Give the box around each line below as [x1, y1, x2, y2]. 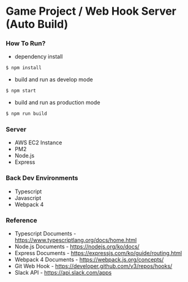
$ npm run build [6, 111, 47, 117]
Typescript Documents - [14, 230, 77, 237]
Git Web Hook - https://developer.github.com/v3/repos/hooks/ [14, 262, 173, 270]
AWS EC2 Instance [14, 139, 62, 146]
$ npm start [6, 87, 36, 94]
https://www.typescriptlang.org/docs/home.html [14, 237, 137, 243]
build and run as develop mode [14, 76, 93, 83]
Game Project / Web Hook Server [6, 4, 177, 18]
